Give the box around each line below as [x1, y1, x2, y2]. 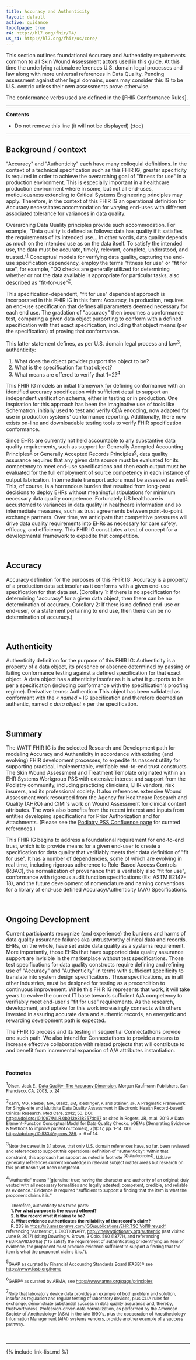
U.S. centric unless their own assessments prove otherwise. [6, 83, 150, 89]
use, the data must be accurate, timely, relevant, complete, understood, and [6, 246, 188, 253]
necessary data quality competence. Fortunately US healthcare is [6, 495, 163, 502]
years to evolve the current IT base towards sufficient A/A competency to [6, 992, 183, 999]
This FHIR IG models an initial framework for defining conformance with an [6, 382, 185, 389]
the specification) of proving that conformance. [6, 328, 120, 335]
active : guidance [6, 19, 48, 25]
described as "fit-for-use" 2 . [6, 278, 72, 287]
